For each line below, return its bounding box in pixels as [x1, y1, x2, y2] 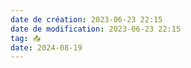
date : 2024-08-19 [10, 42, 83, 53]
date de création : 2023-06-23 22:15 [10, 14, 163, 25]
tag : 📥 [10, 33, 42, 43]
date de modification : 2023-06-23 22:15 [10, 24, 182, 34]
